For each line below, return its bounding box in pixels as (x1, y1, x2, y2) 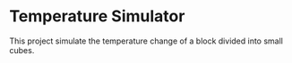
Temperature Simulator (9, 6, 185, 27)
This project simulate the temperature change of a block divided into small (9, 35, 284, 46)
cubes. (9, 44, 35, 55)
